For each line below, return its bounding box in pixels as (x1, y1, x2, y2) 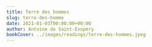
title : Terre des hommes (6, 9, 70, 15)
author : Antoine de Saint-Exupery (6, 26, 95, 32)
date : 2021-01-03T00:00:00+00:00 (6, 20, 92, 26)
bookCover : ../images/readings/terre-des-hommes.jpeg (6, 32, 147, 38)
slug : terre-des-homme (6, 15, 64, 21)
